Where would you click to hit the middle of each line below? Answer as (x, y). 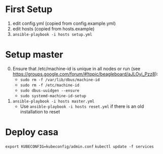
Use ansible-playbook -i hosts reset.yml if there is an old (82, 106)
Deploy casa (32, 132)
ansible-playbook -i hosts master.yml (53, 101)
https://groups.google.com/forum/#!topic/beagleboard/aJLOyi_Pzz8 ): (85, 74)
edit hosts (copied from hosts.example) (53, 28)
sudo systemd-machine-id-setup (53, 96)
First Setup (29, 9)
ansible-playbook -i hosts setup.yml (52, 34)
